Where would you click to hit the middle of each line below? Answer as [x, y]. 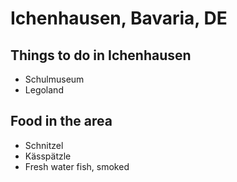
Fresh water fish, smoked [77, 166]
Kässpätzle [48, 156]
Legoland [44, 90]
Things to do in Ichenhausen [101, 55]
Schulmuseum [54, 79]
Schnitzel [44, 145]
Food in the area [61, 121]
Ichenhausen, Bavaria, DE [119, 18]
